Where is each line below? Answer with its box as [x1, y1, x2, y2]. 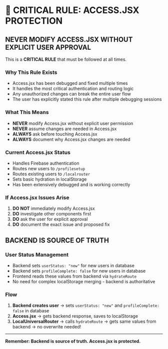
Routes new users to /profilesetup [12, 165, 85, 171]
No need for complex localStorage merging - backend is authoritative [12, 278, 155, 284]
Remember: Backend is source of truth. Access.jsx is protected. [5, 338, 141, 344]
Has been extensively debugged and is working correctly [12, 181, 130, 187]
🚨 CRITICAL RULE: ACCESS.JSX [5, 5, 139, 16]
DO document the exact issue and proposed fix [12, 221, 110, 227]
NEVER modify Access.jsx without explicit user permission [12, 120, 133, 126]
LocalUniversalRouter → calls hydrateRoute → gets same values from [12, 318, 156, 324]
